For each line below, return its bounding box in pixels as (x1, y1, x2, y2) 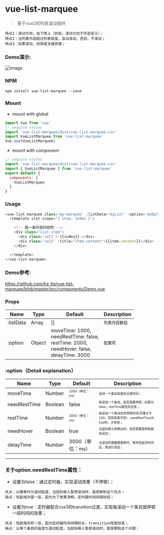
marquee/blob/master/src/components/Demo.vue (5, 286, 105, 292)
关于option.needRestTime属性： (5, 467, 83, 474)
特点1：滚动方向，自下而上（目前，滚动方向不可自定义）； (5, 31, 104, 36)
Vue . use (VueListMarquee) (5, 139, 56, 144)
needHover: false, (51, 345, 92, 352)
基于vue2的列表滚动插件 (17, 20, 66, 26)
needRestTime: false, (51, 333, 99, 340)
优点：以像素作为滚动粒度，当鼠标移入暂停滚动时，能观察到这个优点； (5, 489, 125, 494)
